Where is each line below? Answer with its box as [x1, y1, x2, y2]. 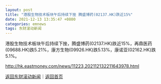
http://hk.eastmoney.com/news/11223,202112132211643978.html [5, 63, 140, 69]
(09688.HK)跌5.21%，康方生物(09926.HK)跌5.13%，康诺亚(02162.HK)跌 [5, 47, 156, 53]
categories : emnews [5, 21, 47, 27]
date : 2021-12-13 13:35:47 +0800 [5, 17, 76, 22]
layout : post [5, 7, 33, 13]
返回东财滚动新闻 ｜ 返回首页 [5, 73, 63, 79]
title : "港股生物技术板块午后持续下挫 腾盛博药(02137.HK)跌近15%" [5, 12, 133, 17]
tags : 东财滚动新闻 [5, 26, 42, 31]
